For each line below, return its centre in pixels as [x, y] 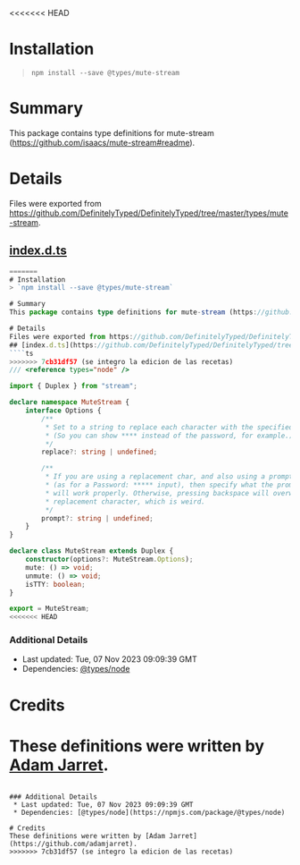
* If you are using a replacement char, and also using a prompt [169, 477]
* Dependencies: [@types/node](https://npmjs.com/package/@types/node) [149, 812]
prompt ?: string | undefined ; [97, 518]
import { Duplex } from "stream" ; [74, 386]
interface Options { [63, 411]
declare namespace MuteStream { [69, 403]
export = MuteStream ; [50, 609]
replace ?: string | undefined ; [100, 452]
